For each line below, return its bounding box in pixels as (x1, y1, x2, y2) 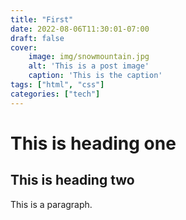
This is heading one (10, 132, 177, 155)
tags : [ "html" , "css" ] (10, 80, 105, 90)
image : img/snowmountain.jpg (28, 52, 150, 62)
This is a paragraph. (10, 198, 93, 210)
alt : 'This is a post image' (28, 61, 150, 71)
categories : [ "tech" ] (10, 89, 101, 99)
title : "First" (10, 14, 74, 25)
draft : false (10, 33, 65, 43)
